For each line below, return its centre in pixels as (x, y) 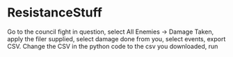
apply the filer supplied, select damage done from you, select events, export (116, 38)
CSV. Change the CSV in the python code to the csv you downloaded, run (113, 46)
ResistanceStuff (55, 13)
